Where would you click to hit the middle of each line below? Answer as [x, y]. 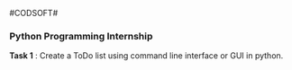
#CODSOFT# [34, 13]
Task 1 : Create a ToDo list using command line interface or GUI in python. [146, 56]
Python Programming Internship [81, 36]
